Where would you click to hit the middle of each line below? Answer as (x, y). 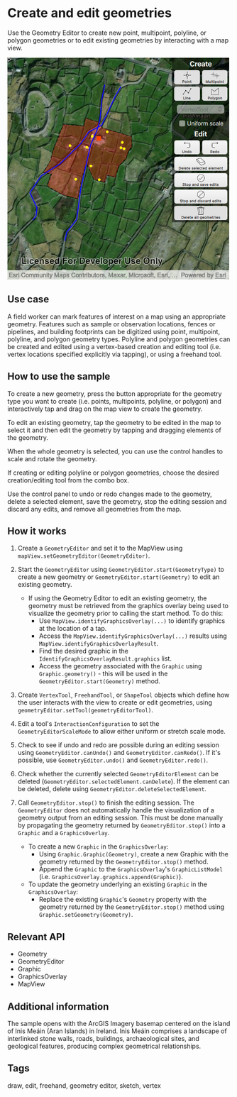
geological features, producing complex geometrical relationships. (104, 1046)
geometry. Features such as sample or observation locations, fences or (111, 324)
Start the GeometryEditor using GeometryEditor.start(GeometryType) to (121, 570)
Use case (28, 299)
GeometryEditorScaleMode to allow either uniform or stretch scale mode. (121, 732)
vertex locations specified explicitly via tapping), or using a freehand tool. (115, 354)
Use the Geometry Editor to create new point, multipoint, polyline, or (107, 33)
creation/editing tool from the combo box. (68, 480)
